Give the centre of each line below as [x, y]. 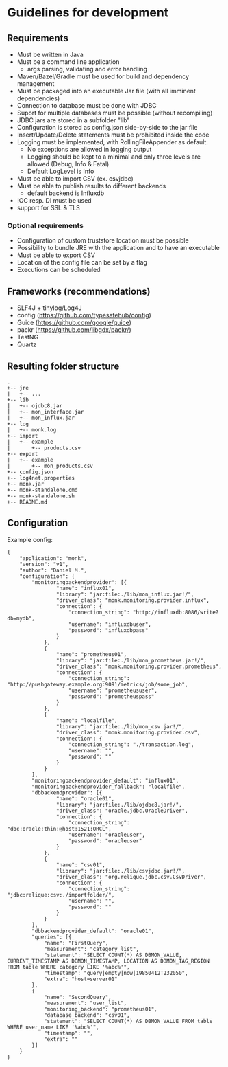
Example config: [30, 539]
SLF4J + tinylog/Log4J [49, 308]
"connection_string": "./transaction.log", [131, 744]
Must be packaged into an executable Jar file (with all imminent [106, 91]
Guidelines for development [88, 13]
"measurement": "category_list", [91, 949]
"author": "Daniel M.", [53, 570]
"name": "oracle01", [85, 798]
